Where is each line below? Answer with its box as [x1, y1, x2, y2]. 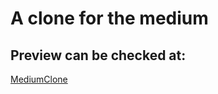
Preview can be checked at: [10, 47, 187, 64]
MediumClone [10, 73, 68, 85]
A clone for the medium [10, 7, 209, 30]
